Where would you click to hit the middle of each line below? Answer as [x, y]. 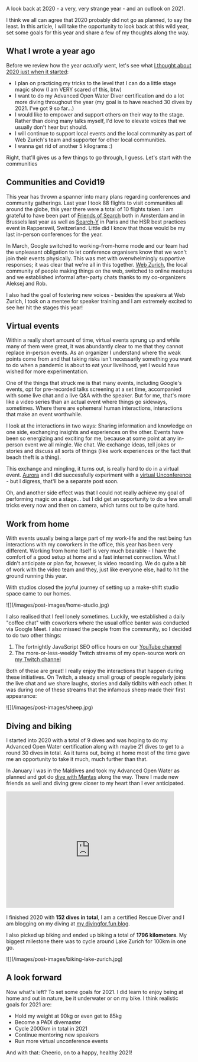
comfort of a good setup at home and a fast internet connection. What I [93, 557]
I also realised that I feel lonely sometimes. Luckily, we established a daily [95, 617]
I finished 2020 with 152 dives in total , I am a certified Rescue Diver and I [95, 917]
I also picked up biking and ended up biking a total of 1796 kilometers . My [97, 935]
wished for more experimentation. [47, 371]
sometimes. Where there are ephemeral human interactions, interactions [94, 408]
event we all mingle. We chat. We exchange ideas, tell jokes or [100, 445]
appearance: [22, 696]
